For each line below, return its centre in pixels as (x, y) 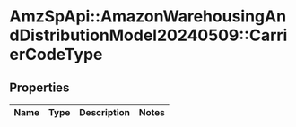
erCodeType (56, 55)
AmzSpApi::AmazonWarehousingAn (148, 17)
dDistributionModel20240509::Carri (148, 35)
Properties (39, 87)
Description (104, 112)
